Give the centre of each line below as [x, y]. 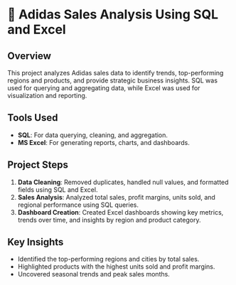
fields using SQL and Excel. [58, 189]
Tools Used [33, 118]
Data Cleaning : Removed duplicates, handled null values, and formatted [123, 182]
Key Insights [36, 242]
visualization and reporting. [47, 96]
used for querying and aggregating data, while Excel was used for [104, 88]
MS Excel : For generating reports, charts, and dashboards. [104, 142]
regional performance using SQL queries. [78, 205]
